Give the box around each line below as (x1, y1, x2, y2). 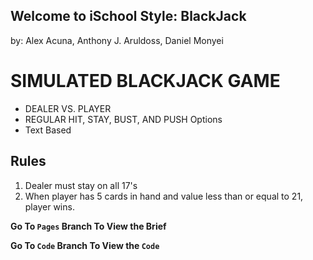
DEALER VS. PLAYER (24, 102, 112, 114)
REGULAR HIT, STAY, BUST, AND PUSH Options (24, 113, 223, 125)
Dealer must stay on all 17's (24, 179, 138, 191)
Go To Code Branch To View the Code (10, 239, 160, 251)
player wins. (24, 200, 75, 213)
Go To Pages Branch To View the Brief (10, 220, 167, 232)
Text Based (24, 124, 72, 136)
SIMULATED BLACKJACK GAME (10, 70, 281, 92)
